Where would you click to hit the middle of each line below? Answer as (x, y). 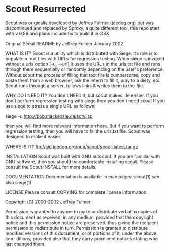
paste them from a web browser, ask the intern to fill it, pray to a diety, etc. (83, 80)
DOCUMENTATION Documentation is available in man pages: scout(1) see (82, 177)
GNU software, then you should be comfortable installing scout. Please (79, 161)
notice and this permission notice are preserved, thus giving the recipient (82, 222)
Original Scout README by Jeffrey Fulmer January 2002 (64, 43)
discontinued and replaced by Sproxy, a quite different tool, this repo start (82, 28)
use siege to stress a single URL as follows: (50, 106)
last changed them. (25, 244)
